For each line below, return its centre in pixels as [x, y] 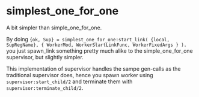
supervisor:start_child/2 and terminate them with [69, 81]
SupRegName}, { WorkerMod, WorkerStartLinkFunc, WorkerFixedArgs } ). [96, 45]
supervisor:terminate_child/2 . [45, 87]
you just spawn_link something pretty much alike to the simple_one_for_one [100, 51]
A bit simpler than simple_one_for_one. [54, 28]
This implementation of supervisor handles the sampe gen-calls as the [94, 69]
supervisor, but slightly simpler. [45, 57]
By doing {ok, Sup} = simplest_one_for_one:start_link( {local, [88, 39]
